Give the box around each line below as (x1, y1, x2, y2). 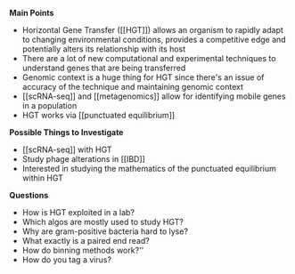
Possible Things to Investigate (9, 127, 124, 137)
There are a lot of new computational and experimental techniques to (21, 53, 276, 63)
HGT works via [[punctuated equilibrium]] (21, 110, 176, 120)
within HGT (21, 173, 64, 183)
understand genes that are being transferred (21, 62, 186, 73)
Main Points (9, 8, 54, 18)
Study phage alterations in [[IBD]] (21, 154, 145, 164)
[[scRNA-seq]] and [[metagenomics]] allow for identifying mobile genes (21, 91, 287, 101)
